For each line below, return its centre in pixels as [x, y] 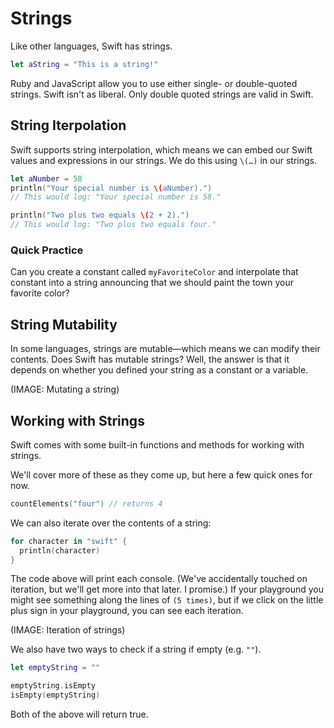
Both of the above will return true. [79, 714]
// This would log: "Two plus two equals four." [113, 225]
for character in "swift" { [69, 541]
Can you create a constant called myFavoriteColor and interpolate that [154, 272]
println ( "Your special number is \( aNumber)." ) [111, 188]
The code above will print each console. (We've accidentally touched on [159, 579]
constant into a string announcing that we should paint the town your [152, 283]
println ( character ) [60, 550]
